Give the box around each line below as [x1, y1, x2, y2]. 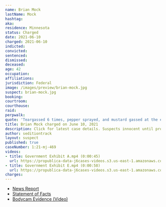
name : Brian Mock [5, 7, 41, 12]
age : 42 [5, 67, 21, 72]
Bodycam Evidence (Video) [12, 196, 68, 202]
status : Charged [5, 30, 39, 35]
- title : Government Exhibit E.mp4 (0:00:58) [5, 163, 100, 168]
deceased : [5, 62, 26, 67]
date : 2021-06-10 [5, 35, 41, 40]
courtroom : [5, 99, 28, 104]
